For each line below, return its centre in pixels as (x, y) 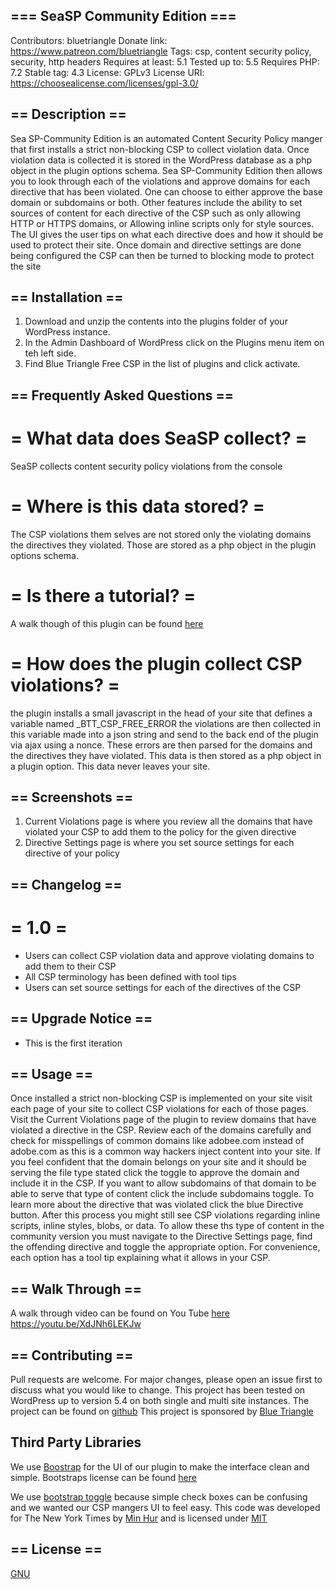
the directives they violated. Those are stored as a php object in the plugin (163, 545)
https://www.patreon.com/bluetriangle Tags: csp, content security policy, (161, 51)
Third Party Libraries (76, 1442)
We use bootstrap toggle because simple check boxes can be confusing (159, 1496)
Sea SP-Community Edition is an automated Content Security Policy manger (166, 138)
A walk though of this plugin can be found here (107, 623)
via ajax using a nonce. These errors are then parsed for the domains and (161, 745)
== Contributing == (72, 1355)
